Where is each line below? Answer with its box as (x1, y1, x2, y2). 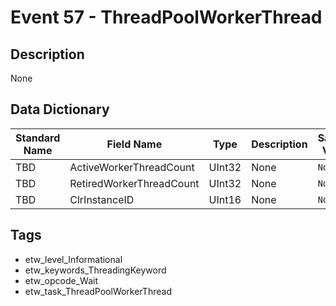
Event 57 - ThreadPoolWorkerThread (10, 6, 323, 29)
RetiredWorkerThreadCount (69, 176, 200, 190)
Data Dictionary (10, 101, 110, 118)
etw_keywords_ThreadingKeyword (24, 264, 167, 276)
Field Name (106, 137, 163, 151)
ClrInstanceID (69, 192, 135, 206)
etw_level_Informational (24, 253, 123, 265)
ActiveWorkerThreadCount (69, 160, 195, 174)
